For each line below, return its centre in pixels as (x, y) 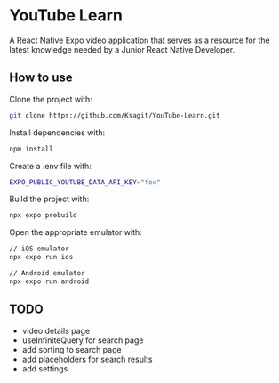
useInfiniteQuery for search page (83, 340)
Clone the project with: (51, 99)
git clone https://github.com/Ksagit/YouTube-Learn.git (115, 115)
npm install (31, 149)
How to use (41, 78)
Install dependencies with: (57, 132)
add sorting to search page (72, 349)
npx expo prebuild (43, 216)
